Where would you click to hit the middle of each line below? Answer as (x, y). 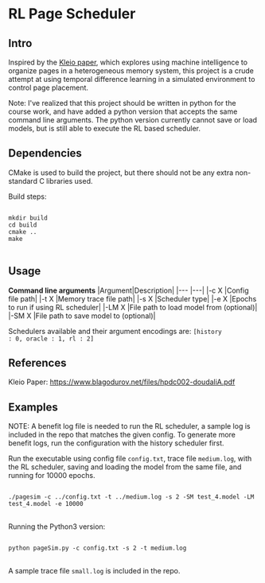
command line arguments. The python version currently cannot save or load (132, 120)
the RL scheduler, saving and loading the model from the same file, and (125, 467)
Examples (33, 407)
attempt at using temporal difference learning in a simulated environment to (132, 79)
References (37, 363)
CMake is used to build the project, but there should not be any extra (121, 173)
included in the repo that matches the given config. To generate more (122, 435)
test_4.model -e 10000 (46, 504)
